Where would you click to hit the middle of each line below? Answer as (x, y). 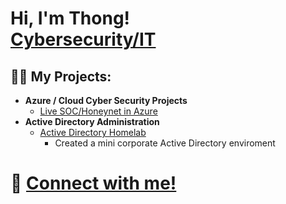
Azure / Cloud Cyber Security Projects (106, 100)
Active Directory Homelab (93, 132)
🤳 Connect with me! (93, 183)
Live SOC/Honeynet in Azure (98, 111)
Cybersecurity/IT (83, 39)
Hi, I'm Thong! (70, 18)
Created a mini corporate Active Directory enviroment (165, 143)
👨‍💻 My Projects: (61, 76)
